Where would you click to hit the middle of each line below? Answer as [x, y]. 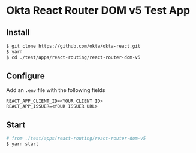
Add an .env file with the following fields [56, 90]
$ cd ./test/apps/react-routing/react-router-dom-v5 [73, 57]
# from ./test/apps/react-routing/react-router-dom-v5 [76, 139]
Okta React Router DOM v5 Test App [98, 10]
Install [18, 33]
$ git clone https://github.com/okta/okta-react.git [73, 46]
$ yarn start [22, 144]
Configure [25, 76]
